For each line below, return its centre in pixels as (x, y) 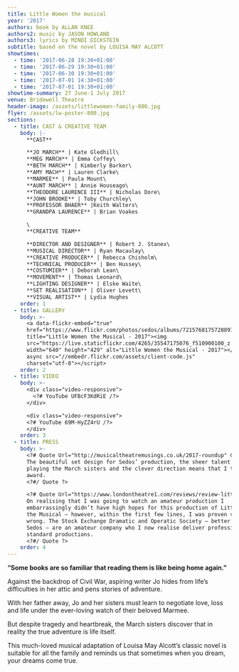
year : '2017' (27, 21)
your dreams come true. (43, 661)
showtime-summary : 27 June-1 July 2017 (67, 93)
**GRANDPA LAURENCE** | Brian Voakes (82, 212)
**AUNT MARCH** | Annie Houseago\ (78, 186)
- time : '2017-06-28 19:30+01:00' (65, 60)
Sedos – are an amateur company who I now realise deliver (115, 528)
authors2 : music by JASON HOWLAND (59, 34)
